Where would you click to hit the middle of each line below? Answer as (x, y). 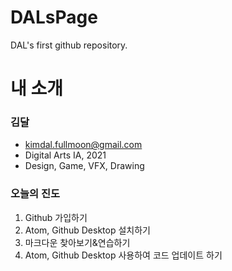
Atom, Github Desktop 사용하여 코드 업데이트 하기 (123, 255)
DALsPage (54, 17)
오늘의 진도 (35, 194)
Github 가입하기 (56, 217)
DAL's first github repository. (69, 45)
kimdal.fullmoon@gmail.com (83, 145)
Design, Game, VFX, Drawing (84, 166)
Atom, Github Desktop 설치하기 (87, 230)
